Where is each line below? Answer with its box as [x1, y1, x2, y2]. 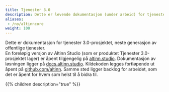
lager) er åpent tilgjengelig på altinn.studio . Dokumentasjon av [27, 55, 156, 61]
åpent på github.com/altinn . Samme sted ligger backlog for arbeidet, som [5, 66, 157, 72]
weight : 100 [5, 26, 30, 31]
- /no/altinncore [7, 21, 44, 26]
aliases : [5, 16, 24, 21]
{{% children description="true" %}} [5, 81, 80, 87]
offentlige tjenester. [5, 45, 46, 51]
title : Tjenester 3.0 [5, 7, 51, 12]
